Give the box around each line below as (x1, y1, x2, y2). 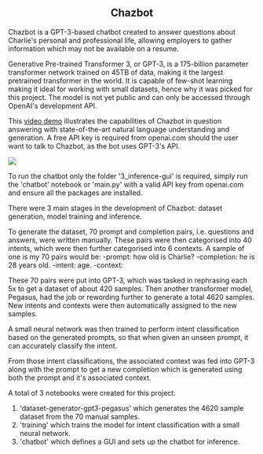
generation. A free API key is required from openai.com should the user (8, 133, 239, 142)
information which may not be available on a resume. (8, 43, 179, 54)
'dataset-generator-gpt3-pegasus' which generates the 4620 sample (19, 403, 244, 412)
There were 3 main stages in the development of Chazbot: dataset (8, 203, 222, 212)
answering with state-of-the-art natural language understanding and (8, 124, 230, 134)
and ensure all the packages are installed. (8, 188, 143, 197)
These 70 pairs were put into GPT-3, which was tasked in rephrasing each (8, 275, 248, 285)
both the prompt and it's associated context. (8, 373, 152, 382)
